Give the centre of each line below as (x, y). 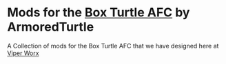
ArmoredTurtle (51, 27)
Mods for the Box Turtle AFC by (99, 13)
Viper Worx (23, 53)
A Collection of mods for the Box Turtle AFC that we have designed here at (113, 46)
